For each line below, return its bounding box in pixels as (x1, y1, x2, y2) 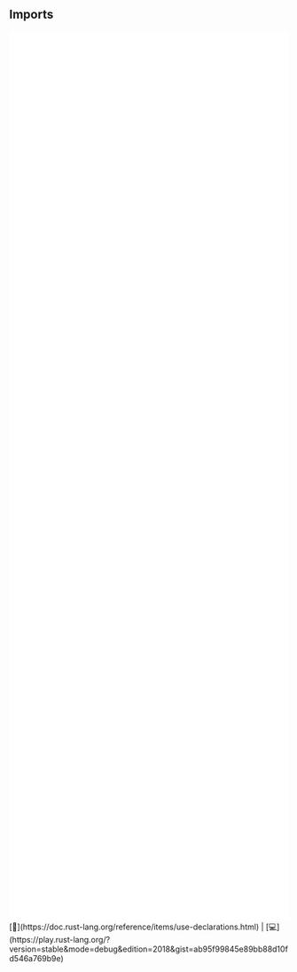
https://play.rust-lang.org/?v (9, 934, 111, 944)
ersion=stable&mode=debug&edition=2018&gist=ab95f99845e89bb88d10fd (9, 944, 288, 954)
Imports (9, 7, 54, 22)
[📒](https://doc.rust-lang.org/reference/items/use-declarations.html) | (9, 921, 264, 932)
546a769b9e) (9, 952, 64, 963)
